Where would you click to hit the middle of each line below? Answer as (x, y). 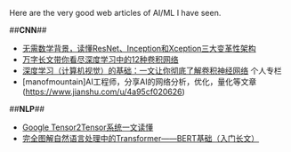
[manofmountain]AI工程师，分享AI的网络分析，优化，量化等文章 (139, 82)
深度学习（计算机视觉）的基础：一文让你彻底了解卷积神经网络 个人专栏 (152, 71)
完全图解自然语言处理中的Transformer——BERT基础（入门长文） (141, 138)
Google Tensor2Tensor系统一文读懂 (88, 127)
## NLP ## (27, 109)
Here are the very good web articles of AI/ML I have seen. (115, 13)
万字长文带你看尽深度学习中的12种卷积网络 (101, 60)
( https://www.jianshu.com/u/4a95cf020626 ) (103, 92)
